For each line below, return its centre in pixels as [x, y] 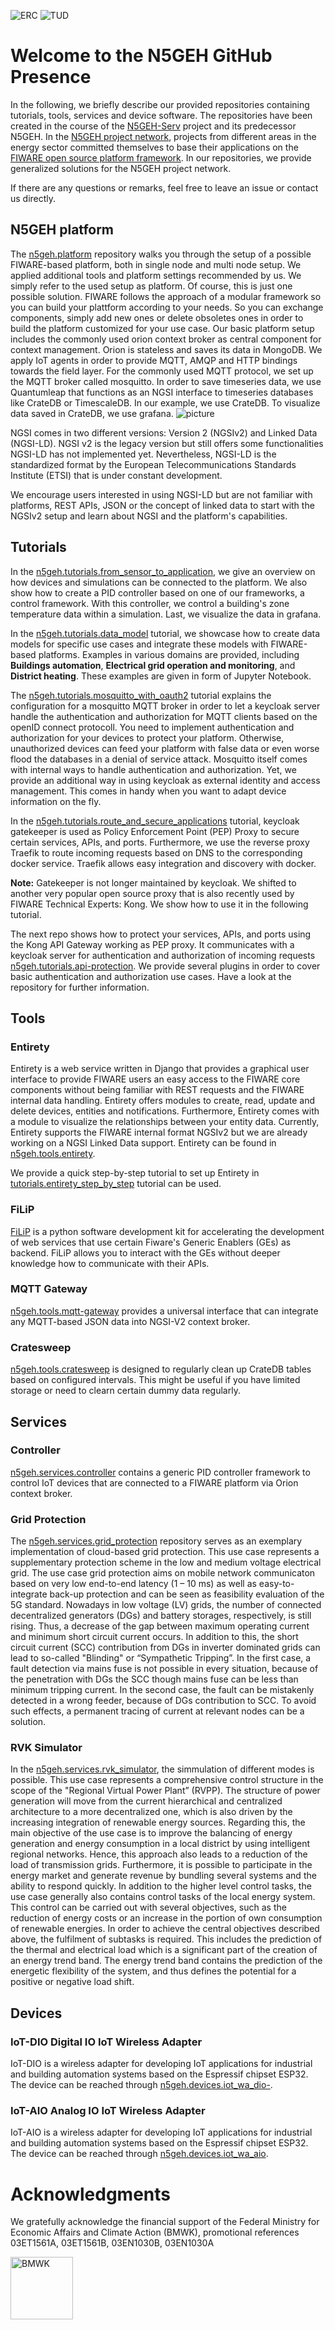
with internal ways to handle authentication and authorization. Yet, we [153, 769]
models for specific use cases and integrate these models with [139, 644]
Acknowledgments [91, 2194]
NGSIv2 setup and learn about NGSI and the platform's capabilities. [149, 516]
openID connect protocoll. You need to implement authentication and [152, 727]
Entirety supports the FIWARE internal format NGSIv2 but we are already [159, 1132]
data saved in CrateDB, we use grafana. [92, 413]
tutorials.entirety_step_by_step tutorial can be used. [116, 1184]
